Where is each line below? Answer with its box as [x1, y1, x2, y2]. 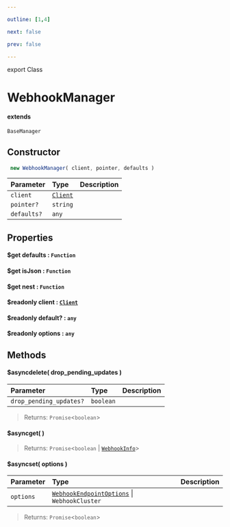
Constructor [7, 147, 60, 158]
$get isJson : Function [7, 267, 71, 275]
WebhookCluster [51, 498, 101, 505]
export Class [7, 66, 43, 74]
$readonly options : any [7, 330, 75, 338]
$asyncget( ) [7, 429, 44, 437]
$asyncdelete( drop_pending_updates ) [7, 368, 122, 377]
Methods [7, 349, 47, 360]
